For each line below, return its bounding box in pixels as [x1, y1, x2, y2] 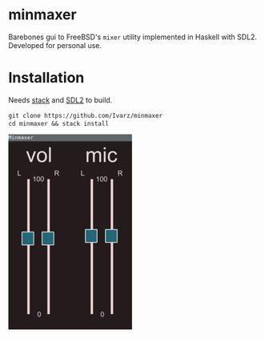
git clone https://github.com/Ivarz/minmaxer [8, 111, 163, 119]
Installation [8, 69, 85, 87]
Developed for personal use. [8, 40, 102, 50]
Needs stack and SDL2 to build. [8, 95, 113, 105]
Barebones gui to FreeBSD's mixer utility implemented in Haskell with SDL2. [8, 32, 258, 42]
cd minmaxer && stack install [8, 119, 110, 127]
